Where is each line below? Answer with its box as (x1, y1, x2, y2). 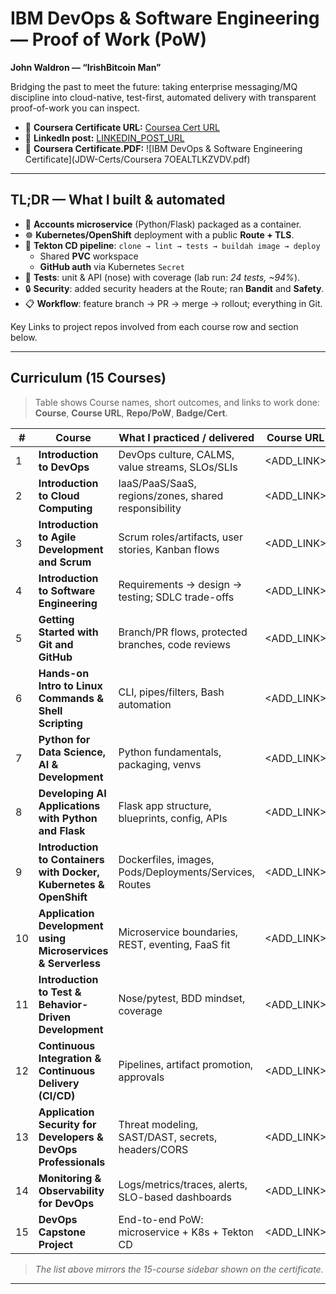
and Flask (38, 823, 86, 837)
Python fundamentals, (118, 745, 222, 759)
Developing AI (38, 786, 107, 800)
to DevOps (38, 460, 90, 474)
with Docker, (38, 865, 100, 879)
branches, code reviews (118, 637, 232, 651)
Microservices (38, 943, 109, 957)
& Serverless (38, 956, 101, 970)
